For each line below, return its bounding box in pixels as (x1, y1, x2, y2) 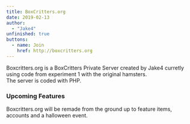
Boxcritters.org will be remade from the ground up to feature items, (6, 105, 173, 113)
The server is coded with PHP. (6, 77, 82, 84)
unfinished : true (6, 31, 50, 37)
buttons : (6, 37, 28, 43)
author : (6, 20, 26, 26)
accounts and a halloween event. (6, 112, 88, 119)
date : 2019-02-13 (6, 14, 50, 20)
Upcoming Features (6, 92, 65, 100)
